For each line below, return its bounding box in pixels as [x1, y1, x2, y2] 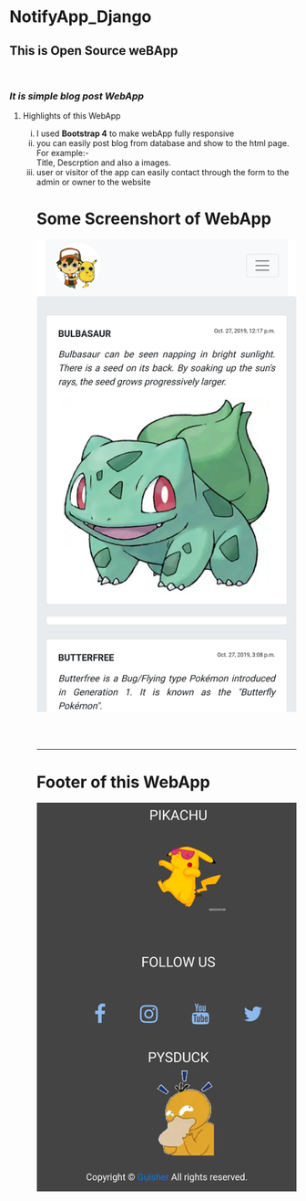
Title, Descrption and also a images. [36, 157, 171, 168]
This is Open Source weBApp [9, 43, 178, 58]
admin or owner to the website [36, 176, 151, 188]
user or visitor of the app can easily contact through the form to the [36, 167, 290, 178]
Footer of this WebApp [36, 772, 211, 792]
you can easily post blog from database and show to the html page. [36, 138, 290, 149]
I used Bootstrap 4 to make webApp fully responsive [36, 128, 235, 139]
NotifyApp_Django [9, 6, 152, 27]
